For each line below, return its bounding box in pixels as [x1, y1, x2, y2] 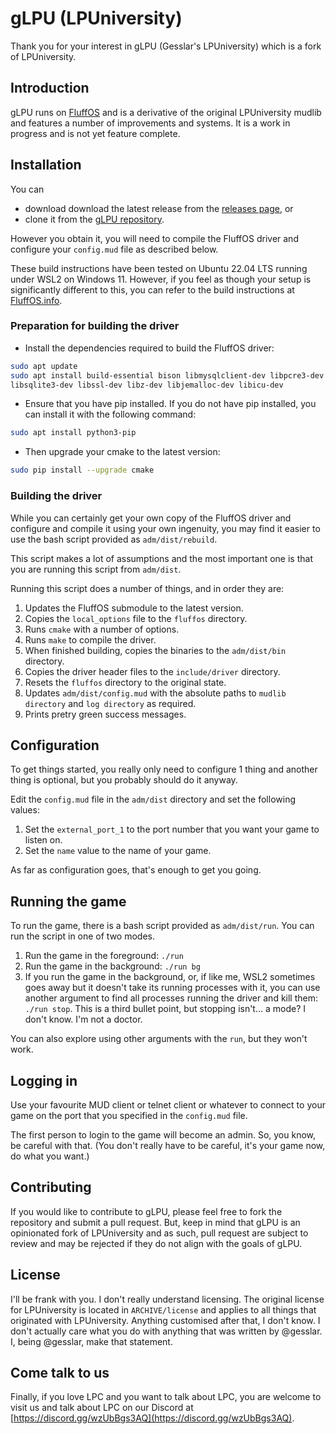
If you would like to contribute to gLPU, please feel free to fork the [10, 1205, 283, 1217]
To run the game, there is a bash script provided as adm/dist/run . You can [10, 920, 315, 932]
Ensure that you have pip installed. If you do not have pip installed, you [24, 398, 317, 410]
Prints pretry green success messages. [24, 708, 187, 720]
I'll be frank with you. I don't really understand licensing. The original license [10, 1293, 325, 1305]
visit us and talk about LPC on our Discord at [10, 1402, 194, 1414]
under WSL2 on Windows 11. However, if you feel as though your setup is [10, 273, 312, 285]
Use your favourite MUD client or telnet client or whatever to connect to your [10, 1098, 326, 1111]
